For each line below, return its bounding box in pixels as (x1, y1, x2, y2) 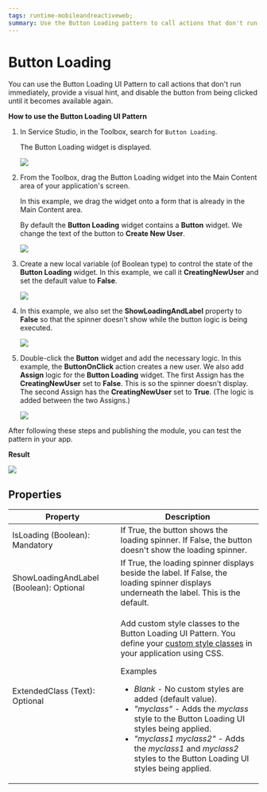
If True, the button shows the (120, 525, 228, 536)
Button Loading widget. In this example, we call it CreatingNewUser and (19, 268, 259, 277)
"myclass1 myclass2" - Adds (133, 733, 245, 744)
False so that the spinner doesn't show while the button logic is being (19, 315, 248, 324)
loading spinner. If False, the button (120, 535, 253, 546)
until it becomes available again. (8, 96, 114, 106)
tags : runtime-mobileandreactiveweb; (8, 11, 133, 20)
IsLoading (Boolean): (12, 530, 91, 541)
